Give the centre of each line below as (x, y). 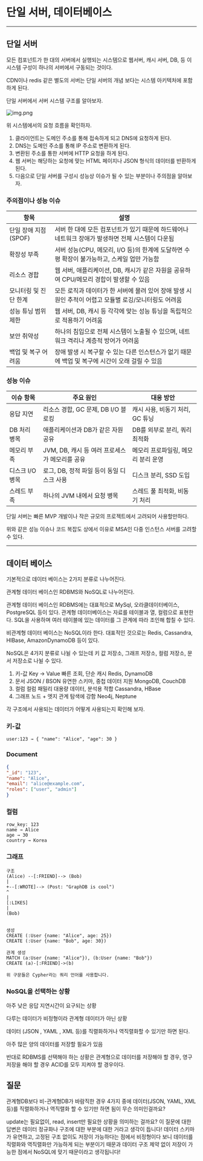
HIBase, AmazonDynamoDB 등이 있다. (53, 640)
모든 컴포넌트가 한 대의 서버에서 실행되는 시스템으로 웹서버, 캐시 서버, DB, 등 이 (99, 60)
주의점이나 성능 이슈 (34, 200)
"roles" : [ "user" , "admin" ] (42, 790)
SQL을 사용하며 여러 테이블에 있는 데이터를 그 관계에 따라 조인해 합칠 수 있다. (105, 620)
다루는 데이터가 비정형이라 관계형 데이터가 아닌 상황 (67, 1018)
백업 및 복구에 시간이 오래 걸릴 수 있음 (112, 361)
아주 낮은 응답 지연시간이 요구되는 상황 (51, 1006)
